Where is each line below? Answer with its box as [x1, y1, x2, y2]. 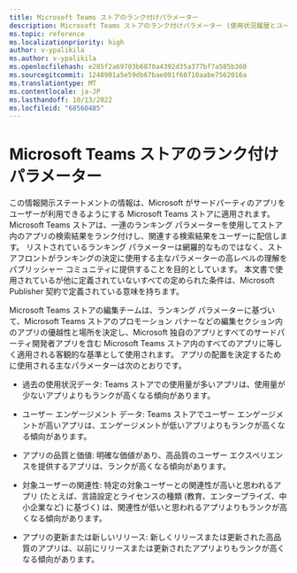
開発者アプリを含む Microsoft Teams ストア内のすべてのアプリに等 [32, 338, 275, 349]
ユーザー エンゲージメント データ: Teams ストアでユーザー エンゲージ [21, 409, 277, 420]
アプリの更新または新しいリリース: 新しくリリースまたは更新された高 [21, 532, 274, 543]
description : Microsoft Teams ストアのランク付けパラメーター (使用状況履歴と [9, 21, 277, 30]
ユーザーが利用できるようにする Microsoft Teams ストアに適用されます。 [9, 209, 276, 220]
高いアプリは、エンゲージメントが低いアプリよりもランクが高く [45, 420, 278, 430]
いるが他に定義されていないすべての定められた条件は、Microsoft [39, 275, 276, 286]
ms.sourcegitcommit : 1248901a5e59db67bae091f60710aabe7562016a [9, 71, 247, 80]
